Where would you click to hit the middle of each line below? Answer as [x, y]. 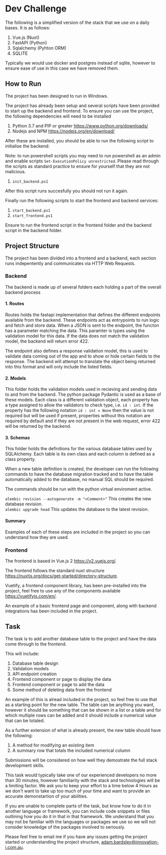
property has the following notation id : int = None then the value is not [80, 410]
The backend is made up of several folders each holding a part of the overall [83, 287]
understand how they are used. [37, 537]
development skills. [25, 765]
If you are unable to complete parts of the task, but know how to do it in [78, 806]
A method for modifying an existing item [53, 745]
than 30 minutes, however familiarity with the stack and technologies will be [83, 780]
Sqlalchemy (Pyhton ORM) [39, 48]
